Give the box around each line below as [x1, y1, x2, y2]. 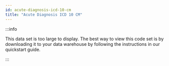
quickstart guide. [5, 46, 40, 52]
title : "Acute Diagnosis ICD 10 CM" [5, 12, 82, 17]
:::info [5, 26, 17, 32]
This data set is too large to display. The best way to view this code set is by [5, 36, 164, 42]
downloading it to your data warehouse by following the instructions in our [5, 41, 160, 47]
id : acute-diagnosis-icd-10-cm [5, 7, 71, 13]
